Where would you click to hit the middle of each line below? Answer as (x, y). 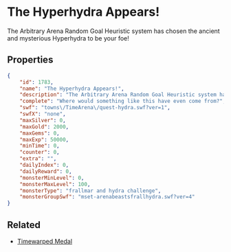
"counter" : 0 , (40, 152)
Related (24, 225)
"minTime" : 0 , (40, 146)
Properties (30, 60)
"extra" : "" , (38, 159)
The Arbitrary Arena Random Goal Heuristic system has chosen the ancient (113, 31)
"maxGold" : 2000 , (44, 127)
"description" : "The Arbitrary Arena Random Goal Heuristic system (118, 95)
